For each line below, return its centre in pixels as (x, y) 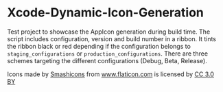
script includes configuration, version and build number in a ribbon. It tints (111, 38)
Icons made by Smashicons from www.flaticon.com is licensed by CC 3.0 (111, 74)
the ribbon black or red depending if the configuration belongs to (99, 46)
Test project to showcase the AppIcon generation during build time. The (109, 32)
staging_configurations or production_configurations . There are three (107, 54)
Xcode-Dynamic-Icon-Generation (105, 13)
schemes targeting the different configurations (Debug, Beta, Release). (107, 60)
